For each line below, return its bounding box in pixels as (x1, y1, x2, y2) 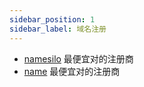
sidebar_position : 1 (9, 14, 96, 25)
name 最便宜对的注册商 (23, 65, 121, 77)
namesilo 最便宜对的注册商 (23, 52, 134, 65)
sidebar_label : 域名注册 (9, 24, 107, 34)
